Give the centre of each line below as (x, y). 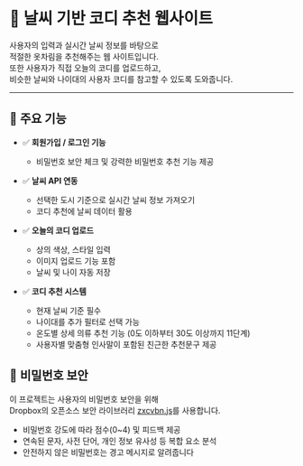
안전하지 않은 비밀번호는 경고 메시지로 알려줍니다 (108, 452)
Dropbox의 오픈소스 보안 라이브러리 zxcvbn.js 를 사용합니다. (115, 410)
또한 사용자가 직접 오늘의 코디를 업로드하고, (85, 68)
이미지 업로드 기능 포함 (76, 261)
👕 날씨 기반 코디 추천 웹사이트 (111, 19)
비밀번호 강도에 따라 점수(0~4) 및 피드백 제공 (101, 429)
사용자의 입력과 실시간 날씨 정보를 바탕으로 (84, 45)
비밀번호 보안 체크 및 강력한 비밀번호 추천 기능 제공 (125, 161)
